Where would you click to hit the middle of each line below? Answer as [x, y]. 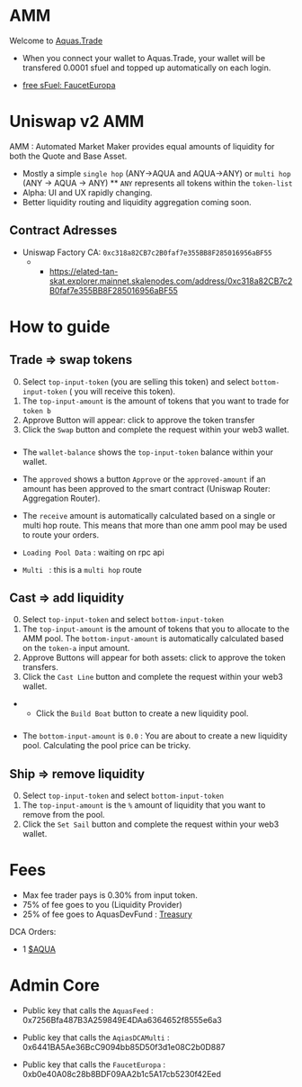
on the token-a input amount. [76, 648]
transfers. [40, 667]
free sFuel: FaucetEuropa [69, 85]
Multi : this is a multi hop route [82, 569]
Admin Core [55, 986]
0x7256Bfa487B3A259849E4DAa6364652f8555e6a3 [122, 1020]
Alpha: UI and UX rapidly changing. [87, 192]
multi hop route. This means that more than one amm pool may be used [155, 525]
